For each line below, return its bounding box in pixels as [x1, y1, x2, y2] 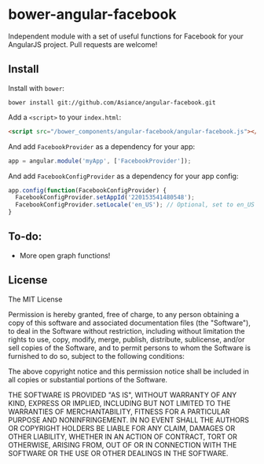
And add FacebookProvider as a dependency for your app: [8, 141, 196, 151]
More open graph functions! [19, 250, 111, 260]
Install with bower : [8, 83, 65, 93]
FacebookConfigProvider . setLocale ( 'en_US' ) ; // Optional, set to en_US [15, 201, 255, 209]
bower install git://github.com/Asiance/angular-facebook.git [8, 98, 216, 107]
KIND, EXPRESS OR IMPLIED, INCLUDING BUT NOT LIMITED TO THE [8, 398, 231, 407]
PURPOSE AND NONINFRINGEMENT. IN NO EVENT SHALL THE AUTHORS [8, 415, 250, 425]
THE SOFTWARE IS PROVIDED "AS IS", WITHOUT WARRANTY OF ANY [8, 390, 237, 400]
